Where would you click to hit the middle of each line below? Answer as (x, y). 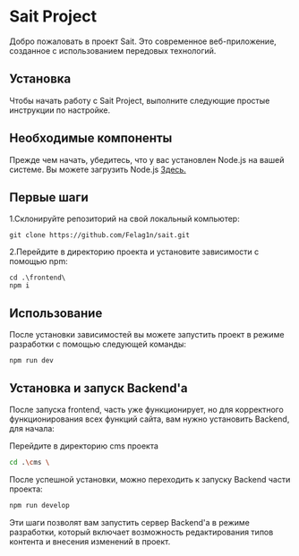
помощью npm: (39, 261)
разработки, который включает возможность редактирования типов (141, 532)
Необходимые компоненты (91, 138)
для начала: (32, 428)
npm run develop (39, 505)
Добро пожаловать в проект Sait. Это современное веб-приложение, (143, 41)
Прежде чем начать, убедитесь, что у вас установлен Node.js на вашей (147, 159)
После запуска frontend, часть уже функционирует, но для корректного (146, 410)
